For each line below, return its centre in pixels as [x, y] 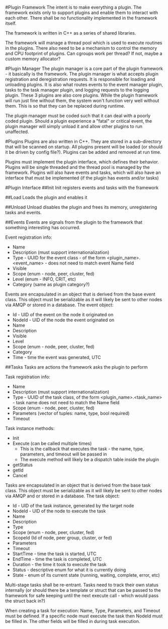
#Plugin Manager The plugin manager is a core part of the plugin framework [84, 68]
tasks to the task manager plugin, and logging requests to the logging [77, 90]
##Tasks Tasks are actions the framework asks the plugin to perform [76, 367]
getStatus [22, 465]
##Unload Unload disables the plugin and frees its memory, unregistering [81, 207]
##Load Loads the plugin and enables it [46, 197]
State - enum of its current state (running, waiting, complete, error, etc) [86, 575]
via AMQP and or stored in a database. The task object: [62, 496]
